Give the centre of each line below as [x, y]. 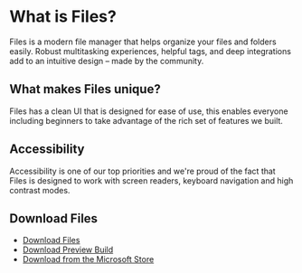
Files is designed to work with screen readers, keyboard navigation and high [151, 180]
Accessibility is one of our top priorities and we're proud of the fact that [142, 171]
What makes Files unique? [85, 89]
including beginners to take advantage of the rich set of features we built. [146, 120]
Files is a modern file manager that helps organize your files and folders [143, 42]
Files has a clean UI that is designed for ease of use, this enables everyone [149, 111]
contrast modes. [40, 190]
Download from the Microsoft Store [88, 259]
